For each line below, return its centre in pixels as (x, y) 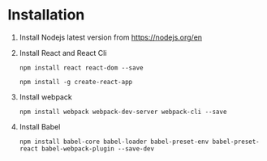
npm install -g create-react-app (76, 82)
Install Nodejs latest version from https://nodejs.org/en (111, 37)
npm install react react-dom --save (81, 68)
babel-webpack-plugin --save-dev (98, 148)
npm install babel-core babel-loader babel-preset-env (114, 142)
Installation (46, 15)
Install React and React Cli (63, 53)
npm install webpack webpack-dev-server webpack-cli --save (123, 112)
